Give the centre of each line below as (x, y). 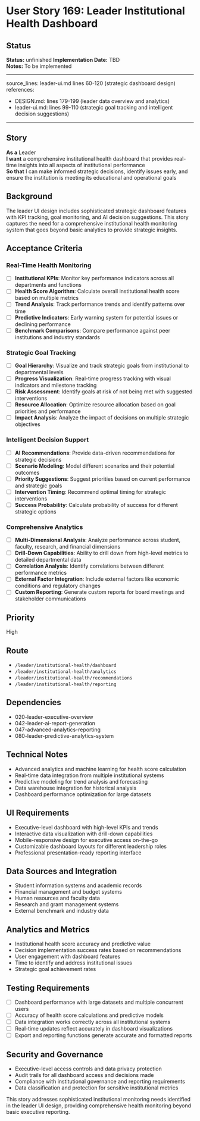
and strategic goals (38, 486)
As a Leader (21, 152)
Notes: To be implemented (39, 66)
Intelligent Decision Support (48, 440)
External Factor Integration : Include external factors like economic (97, 579)
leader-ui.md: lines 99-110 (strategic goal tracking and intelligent (94, 107)
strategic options (35, 511)
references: (20, 90)
